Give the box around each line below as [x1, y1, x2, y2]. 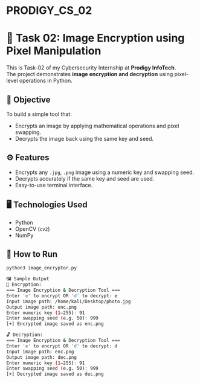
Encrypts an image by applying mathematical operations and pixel [15, 122, 179, 129]
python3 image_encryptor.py [6, 265, 77, 271]
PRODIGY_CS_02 [6, 4, 92, 18]
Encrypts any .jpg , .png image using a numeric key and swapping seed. [15, 169, 195, 176]
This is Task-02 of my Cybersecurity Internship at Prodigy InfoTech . [6, 64, 176, 71]
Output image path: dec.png [6, 354, 77, 360]
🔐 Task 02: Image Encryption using [6, 31, 185, 45]
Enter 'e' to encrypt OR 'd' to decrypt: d [6, 343, 118, 349]
